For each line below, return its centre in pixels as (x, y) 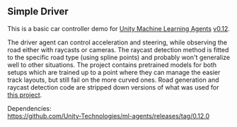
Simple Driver (38, 12)
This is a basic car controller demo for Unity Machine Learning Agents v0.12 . (118, 28)
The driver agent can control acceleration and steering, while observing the (117, 42)
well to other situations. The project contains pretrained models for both (112, 65)
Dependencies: (29, 108)
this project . (25, 95)
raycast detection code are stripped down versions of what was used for (113, 87)
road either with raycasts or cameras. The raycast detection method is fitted (118, 49)
